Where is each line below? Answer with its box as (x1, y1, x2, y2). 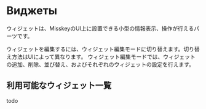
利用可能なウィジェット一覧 (6, 80, 112, 91)
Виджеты (6, 4, 57, 18)
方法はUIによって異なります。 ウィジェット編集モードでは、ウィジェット (11, 53, 196, 60)
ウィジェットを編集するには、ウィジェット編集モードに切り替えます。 (6, 45, 184, 53)
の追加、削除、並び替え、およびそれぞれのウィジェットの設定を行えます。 (6, 61, 195, 68)
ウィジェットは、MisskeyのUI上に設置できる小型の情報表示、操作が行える (6, 24, 194, 32)
